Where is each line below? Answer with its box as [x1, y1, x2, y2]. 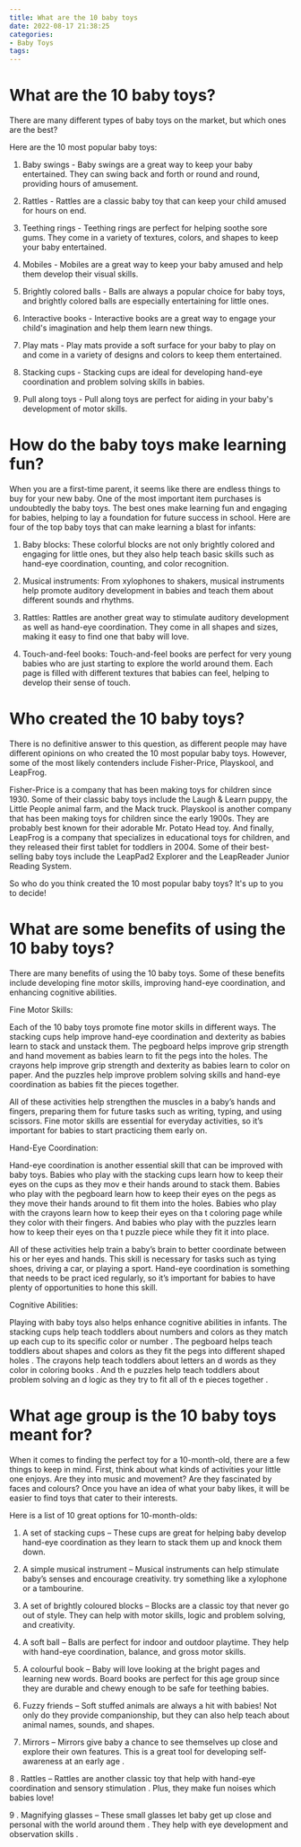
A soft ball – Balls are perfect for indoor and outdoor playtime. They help [21, 1636, 289, 1648]
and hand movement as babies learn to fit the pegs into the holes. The [9, 1050, 269, 1060]
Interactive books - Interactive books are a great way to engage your [21, 313, 276, 324]
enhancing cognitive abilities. [9, 987, 117, 998]
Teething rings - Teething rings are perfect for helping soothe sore [21, 223, 268, 233]
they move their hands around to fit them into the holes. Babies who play [9, 1198, 278, 1209]
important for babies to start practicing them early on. [9, 1124, 208, 1136]
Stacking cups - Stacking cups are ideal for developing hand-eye [21, 367, 262, 378]
